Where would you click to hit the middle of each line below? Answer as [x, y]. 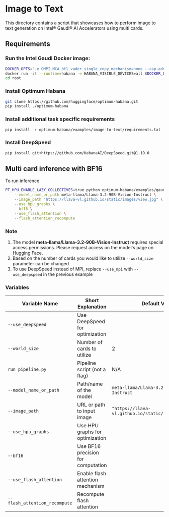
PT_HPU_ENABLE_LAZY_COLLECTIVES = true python [53, 190]
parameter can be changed [41, 263]
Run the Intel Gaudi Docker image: [48, 59]
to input [86, 411]
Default [151, 304]
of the [84, 390]
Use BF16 [89, 446]
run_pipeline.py [27, 369]
